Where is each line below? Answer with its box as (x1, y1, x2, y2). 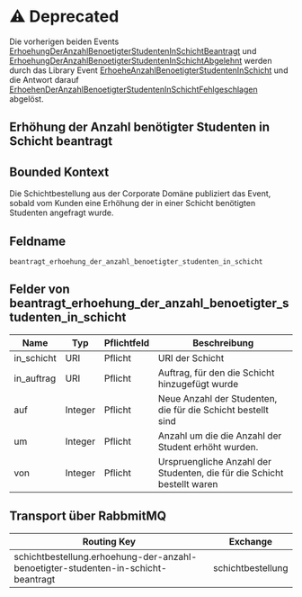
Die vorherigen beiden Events (9, 36, 120, 47)
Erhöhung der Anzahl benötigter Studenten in (9, 120, 271, 135)
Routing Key (82, 535, 137, 547)
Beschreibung (192, 336, 254, 348)
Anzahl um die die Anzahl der (157, 430, 282, 442)
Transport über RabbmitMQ (9, 509, 167, 524)
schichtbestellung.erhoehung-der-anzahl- (13, 550, 198, 563)
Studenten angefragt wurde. (9, 207, 114, 218)
